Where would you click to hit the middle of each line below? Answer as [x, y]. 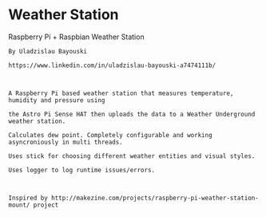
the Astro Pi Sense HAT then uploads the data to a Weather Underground [132, 114]
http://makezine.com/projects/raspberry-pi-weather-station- [155, 198]
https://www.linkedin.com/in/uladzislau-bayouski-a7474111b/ [112, 65]
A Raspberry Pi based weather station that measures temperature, [121, 93]
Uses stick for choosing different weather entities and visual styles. [132, 156]
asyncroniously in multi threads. [66, 142]
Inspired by [28, 198]
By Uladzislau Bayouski [48, 51]
